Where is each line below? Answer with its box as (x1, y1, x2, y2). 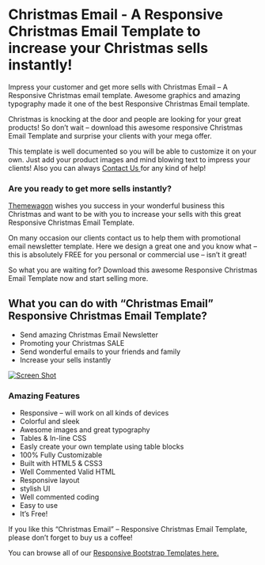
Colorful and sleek (19, 417, 80, 427)
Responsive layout (19, 476, 80, 485)
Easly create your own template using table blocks (19, 442, 184, 452)
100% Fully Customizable (19, 450, 103, 460)
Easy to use (19, 501, 58, 510)
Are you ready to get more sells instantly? (8, 183, 172, 194)
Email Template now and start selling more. (8, 274, 149, 283)
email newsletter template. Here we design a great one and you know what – (8, 241, 257, 251)
